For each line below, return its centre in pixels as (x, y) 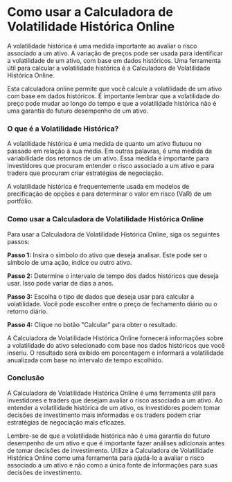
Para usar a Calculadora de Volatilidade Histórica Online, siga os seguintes (114, 234)
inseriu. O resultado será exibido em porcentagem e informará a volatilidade (115, 353)
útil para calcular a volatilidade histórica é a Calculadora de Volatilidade (109, 68)
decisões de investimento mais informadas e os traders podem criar (104, 415)
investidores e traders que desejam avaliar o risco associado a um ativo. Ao (115, 400)
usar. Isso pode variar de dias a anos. (61, 283)
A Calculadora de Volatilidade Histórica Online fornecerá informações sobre (115, 338)
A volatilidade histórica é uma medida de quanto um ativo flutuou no (105, 144)
